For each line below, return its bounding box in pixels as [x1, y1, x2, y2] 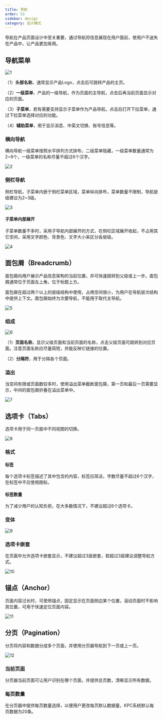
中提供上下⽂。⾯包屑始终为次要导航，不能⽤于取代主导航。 [5, 295, 124, 301]
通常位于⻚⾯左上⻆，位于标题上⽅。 [9, 279, 81, 285]
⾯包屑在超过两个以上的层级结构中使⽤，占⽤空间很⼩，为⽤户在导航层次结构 [5, 289, 158, 295]
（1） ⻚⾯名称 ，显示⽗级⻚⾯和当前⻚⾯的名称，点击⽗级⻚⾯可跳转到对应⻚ [5, 339, 156, 345]
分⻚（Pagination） [5, 629, 64, 637]
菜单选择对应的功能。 [17, 112, 61, 118]
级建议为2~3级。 [5, 195, 39, 201]
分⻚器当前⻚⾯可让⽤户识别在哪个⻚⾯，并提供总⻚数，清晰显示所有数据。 [5, 677, 154, 683]
